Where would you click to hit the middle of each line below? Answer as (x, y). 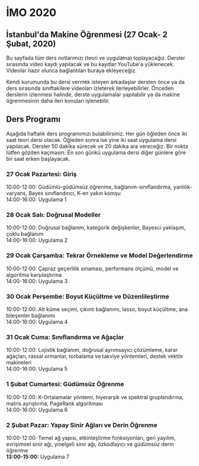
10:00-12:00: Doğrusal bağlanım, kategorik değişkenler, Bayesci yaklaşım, (96, 228)
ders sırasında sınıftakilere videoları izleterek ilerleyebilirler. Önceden (90, 88)
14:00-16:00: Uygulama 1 (36, 200)
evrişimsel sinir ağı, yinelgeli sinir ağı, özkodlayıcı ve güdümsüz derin (90, 444)
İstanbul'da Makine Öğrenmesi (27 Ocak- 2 (87, 35)
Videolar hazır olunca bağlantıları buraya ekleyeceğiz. (72, 70)
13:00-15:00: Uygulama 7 (38, 457)
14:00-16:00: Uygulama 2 (37, 240)
